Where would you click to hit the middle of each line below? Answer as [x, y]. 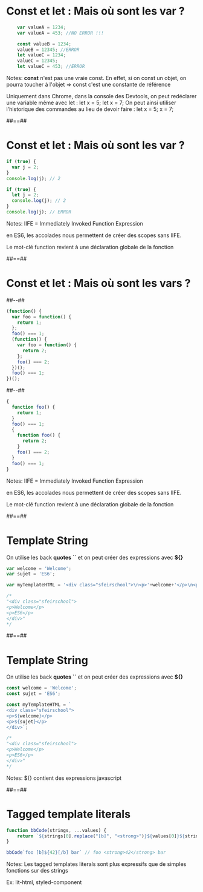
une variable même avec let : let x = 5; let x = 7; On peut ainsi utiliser [91, 103]
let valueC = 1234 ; [42, 55]
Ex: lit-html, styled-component [44, 882]
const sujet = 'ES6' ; [34, 694]
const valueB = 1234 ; [44, 44]
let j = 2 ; [25, 195]
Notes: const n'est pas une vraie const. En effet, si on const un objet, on [96, 78]
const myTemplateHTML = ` [39, 705]
